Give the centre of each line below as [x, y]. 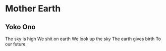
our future [15, 44]
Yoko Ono [20, 27]
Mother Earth [33, 9]
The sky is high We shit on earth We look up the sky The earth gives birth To [83, 39]
